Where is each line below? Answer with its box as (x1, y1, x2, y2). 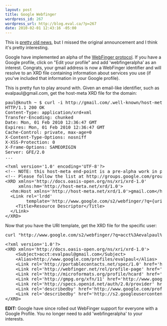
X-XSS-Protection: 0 (5, 139, 56, 145)
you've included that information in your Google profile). (5, 75, 120, 81)
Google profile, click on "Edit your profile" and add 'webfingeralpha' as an (5, 60, 157, 65)
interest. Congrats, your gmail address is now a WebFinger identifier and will (5, 65, 162, 71)
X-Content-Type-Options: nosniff (5, 134, 87, 140)
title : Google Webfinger (5, 12, 57, 17)
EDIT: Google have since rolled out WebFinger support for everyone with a (5, 306, 158, 312)
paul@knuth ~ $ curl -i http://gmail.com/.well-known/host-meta (5, 100, 166, 106)
